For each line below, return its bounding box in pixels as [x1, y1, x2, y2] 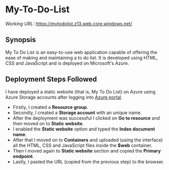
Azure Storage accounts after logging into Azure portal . [5, 94, 123, 100]
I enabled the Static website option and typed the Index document [12, 126, 155, 132]
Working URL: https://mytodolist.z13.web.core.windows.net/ [5, 21, 133, 27]
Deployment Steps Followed [5, 75, 97, 84]
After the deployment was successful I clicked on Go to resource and [12, 115, 160, 121]
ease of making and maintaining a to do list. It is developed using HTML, [5, 54, 158, 61]
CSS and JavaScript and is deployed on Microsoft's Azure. [5, 60, 129, 66]
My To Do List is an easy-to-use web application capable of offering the [5, 49, 158, 55]
